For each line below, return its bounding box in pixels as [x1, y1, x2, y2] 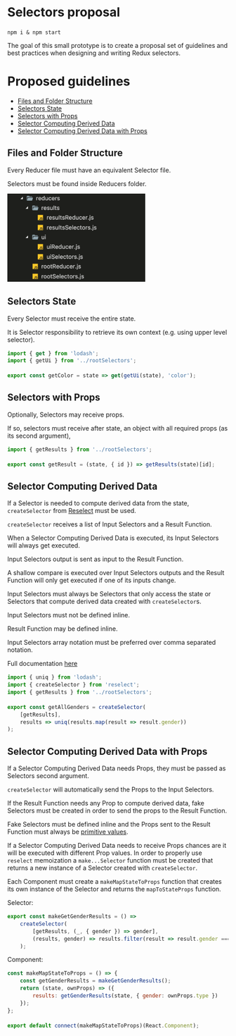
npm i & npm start [7, 29, 61, 36]
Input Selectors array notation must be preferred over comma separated [7, 639, 216, 647]
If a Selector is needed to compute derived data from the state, [7, 499, 190, 507]
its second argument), [7, 431, 72, 440]
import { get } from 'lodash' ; [7, 350, 99, 357]
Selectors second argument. [7, 772, 89, 780]
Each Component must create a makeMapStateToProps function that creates [7, 877, 223, 886]
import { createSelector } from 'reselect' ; [7, 682, 140, 689]
